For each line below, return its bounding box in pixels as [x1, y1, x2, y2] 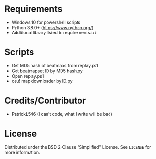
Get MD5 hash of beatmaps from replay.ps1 [11, 63, 99, 68]
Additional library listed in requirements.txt [11, 30, 96, 35]
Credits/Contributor [4, 95, 86, 106]
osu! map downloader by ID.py [11, 78, 73, 84]
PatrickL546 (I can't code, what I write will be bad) [11, 111, 112, 117]
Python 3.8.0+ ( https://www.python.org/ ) [11, 24, 94, 30]
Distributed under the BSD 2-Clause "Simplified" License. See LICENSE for [4, 144, 151, 150]
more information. [4, 149, 40, 155]
